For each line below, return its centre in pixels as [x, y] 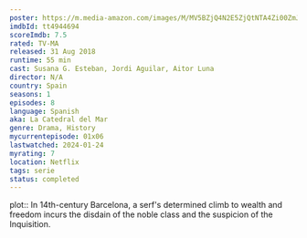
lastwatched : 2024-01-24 [57, 145]
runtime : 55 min [40, 60]
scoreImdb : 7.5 [38, 35]
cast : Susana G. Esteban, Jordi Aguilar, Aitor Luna [112, 69]
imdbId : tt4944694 [44, 26]
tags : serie [32, 171]
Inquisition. [30, 224]
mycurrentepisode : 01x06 [57, 137]
